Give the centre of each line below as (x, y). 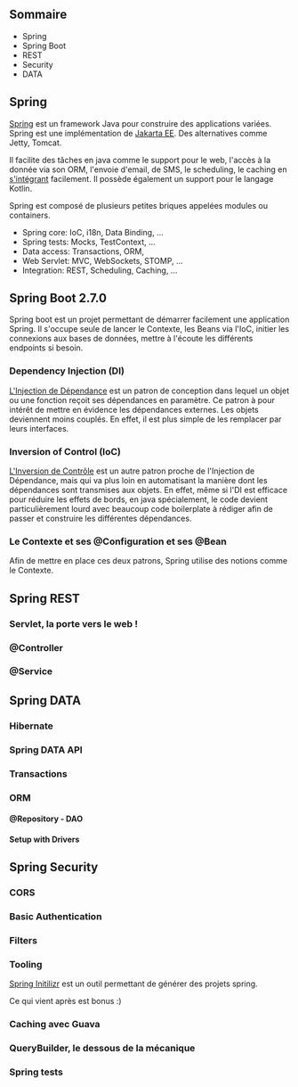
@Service (31, 671)
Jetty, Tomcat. (36, 143)
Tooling (26, 964)
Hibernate (31, 726)
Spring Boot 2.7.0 (58, 298)
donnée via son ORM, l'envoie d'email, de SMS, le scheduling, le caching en (148, 169)
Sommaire (38, 15)
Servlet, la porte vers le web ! (73, 623)
